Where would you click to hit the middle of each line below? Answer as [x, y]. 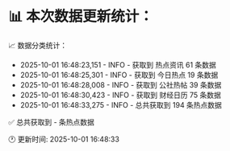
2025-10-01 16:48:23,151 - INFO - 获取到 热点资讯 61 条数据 [118, 64]
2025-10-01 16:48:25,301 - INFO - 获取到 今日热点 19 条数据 [119, 75]
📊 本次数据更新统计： [81, 16]
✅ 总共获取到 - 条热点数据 [52, 122]
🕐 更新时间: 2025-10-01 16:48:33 [64, 139]
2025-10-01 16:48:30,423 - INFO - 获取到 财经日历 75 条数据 [121, 95]
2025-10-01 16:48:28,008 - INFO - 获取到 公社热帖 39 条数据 [121, 84]
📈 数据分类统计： [38, 45]
